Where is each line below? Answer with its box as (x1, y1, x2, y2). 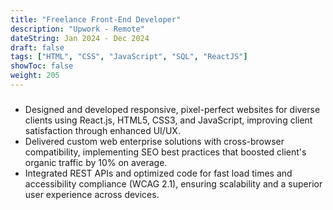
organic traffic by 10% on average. (24, 156, 168, 168)
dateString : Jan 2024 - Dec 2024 (10, 33, 150, 43)
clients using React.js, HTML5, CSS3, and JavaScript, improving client (24, 114, 313, 126)
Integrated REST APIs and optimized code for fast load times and (24, 167, 293, 179)
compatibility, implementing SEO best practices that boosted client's (24, 146, 307, 158)
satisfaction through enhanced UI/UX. (24, 124, 181, 136)
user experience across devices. (24, 188, 160, 200)
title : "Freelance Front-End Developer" (10, 14, 182, 25)
